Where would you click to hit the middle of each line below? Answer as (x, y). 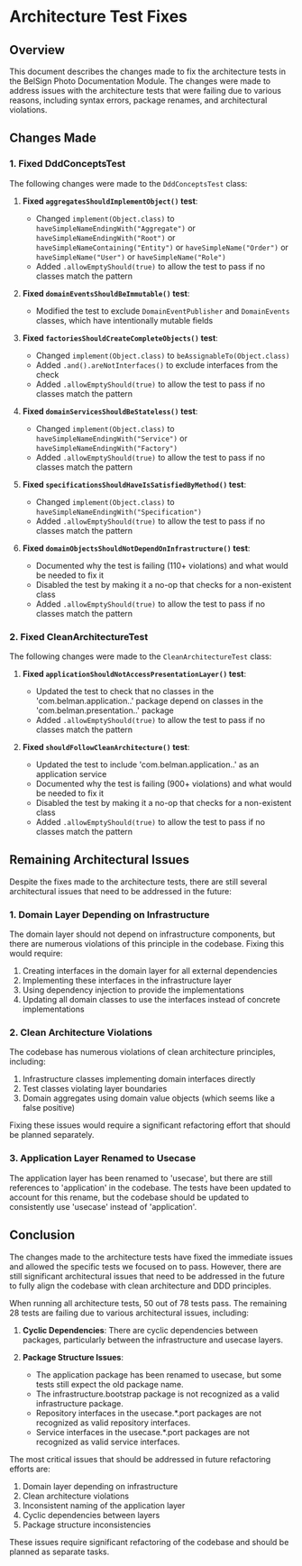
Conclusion (42, 1236)
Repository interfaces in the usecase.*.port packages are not (149, 1413)
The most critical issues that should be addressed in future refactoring (140, 1459)
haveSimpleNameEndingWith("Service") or (111, 438)
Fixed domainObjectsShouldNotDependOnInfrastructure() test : (136, 548)
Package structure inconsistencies (87, 1525)
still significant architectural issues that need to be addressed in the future (147, 1276)
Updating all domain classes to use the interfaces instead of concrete (151, 1000)
